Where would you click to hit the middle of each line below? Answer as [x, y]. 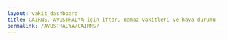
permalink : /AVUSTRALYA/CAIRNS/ [53, 26]
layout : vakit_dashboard [42, 13]
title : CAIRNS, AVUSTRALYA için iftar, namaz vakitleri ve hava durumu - [115, 20]
